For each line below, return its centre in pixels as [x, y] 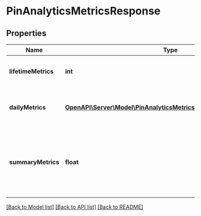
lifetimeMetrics [31, 71]
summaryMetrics [34, 162]
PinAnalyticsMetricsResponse [83, 11]
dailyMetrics [28, 107]
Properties [26, 33]
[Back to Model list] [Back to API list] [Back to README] [75, 207]
